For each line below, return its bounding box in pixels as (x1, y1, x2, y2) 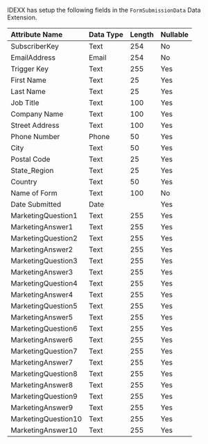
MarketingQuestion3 (10, 256, 78, 265)
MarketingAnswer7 (10, 358, 73, 367)
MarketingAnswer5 (10, 313, 73, 322)
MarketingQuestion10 (10, 414, 83, 423)
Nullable (160, 30, 189, 39)
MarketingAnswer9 (10, 403, 73, 412)
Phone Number (10, 132, 60, 141)
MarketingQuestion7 (10, 347, 78, 356)
